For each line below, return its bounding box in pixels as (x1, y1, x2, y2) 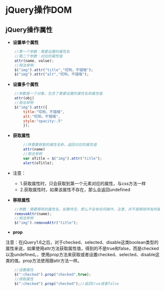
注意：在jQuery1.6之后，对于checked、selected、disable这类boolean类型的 (5, 240, 159, 245)
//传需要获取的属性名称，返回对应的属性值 (23, 143, 97, 147)
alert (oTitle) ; (23, 160, 54, 166)
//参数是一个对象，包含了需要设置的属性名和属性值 (14, 91, 103, 96)
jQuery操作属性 (5, 25, 53, 34)
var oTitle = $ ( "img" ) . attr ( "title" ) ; (23, 156, 102, 161)
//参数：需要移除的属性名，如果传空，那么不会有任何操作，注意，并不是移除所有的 (14, 207, 157, 212)
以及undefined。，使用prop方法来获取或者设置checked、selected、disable (5, 252, 156, 258)
